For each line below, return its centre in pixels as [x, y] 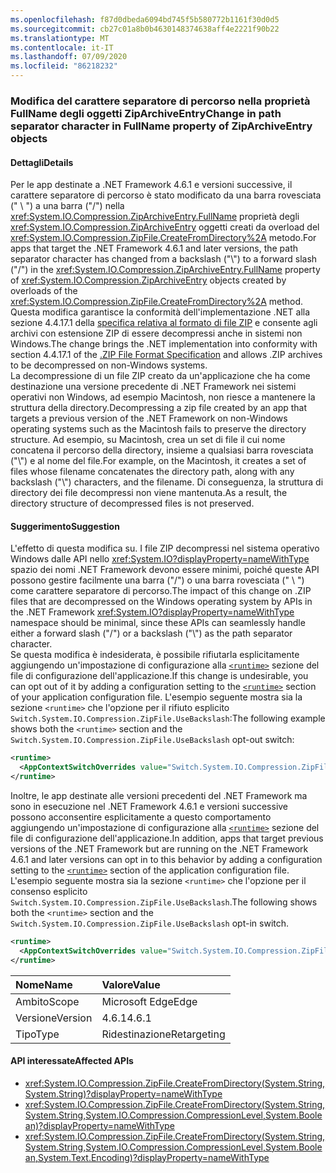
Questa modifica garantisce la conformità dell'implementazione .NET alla [160, 312]
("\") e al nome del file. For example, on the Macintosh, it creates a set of [158, 461]
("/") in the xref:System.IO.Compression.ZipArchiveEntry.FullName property [165, 270]
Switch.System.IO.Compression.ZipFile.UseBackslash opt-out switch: [152, 740]
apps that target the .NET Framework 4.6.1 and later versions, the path [154, 248]
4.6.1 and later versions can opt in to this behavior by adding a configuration [166, 859]
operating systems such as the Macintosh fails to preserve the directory [158, 429]
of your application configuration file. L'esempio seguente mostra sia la [156, 697]
